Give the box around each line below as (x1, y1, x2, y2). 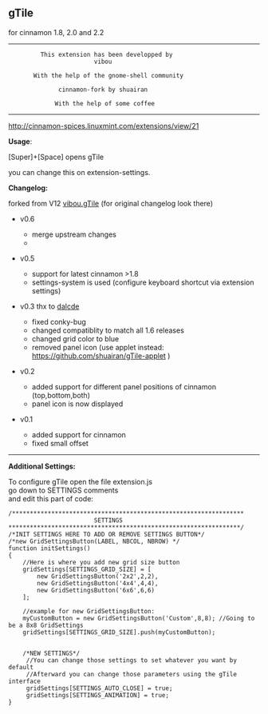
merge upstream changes (31, 229, 117, 239)
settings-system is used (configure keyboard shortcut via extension (31, 277, 254, 287)
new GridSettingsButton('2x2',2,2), (37, 572, 159, 580)
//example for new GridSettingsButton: (22, 607, 156, 615)
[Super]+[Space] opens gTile (8, 152, 104, 162)
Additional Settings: (8, 461, 76, 471)
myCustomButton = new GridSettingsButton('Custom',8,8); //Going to (22, 614, 255, 622)
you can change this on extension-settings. (8, 167, 151, 177)
